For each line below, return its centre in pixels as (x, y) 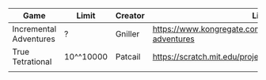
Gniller (127, 34)
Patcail (128, 57)
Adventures (34, 39)
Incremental (34, 29)
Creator (130, 15)
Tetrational (32, 61)
